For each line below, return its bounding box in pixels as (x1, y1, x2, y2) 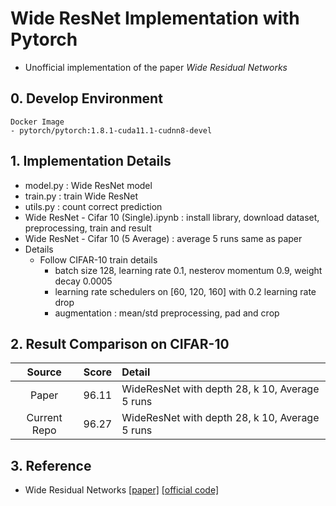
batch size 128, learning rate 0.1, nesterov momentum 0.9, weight (54, 264, 323, 276)
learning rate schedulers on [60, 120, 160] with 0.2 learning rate (54, 285, 317, 297)
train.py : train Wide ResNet (24, 190, 139, 202)
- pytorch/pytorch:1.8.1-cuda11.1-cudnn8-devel (10, 125, 213, 136)
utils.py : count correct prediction (24, 200, 163, 212)
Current (26, 411, 63, 425)
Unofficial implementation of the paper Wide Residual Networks (24, 61, 288, 73)
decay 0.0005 (54, 275, 113, 287)
